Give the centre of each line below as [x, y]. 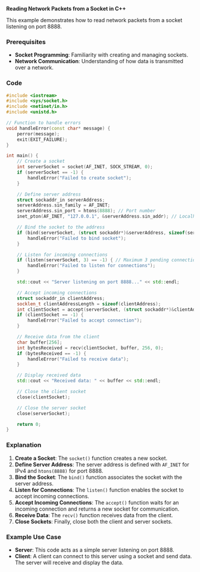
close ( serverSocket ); [43, 413]
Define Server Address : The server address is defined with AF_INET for [102, 464]
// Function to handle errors [44, 123]
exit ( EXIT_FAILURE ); [42, 140]
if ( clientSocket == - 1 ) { [50, 315]
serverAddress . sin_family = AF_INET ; [64, 205]
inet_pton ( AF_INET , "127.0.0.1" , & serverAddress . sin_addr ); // [97, 217]
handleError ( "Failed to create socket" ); [80, 178]
